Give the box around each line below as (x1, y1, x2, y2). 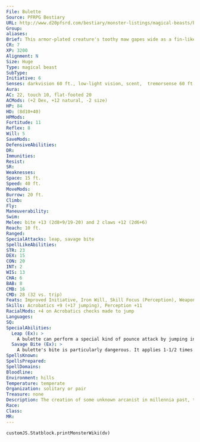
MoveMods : (6, 186, 31, 192)
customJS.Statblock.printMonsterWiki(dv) (6, 430, 111, 436)
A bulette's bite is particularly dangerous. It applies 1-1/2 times (17, 347, 193, 353)
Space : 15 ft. (6, 175, 42, 181)
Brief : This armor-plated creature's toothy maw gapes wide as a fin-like (6, 36, 196, 42)
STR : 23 (6, 247, 26, 254)
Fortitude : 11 (6, 120, 42, 126)
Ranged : (6, 230, 26, 236)
